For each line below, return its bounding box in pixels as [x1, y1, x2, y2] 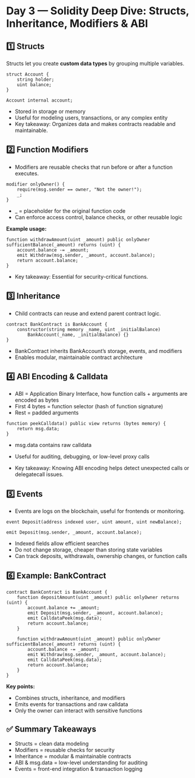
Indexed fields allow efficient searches [14, 540, 109, 547]
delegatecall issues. [14, 471, 64, 478]
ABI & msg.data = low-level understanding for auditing [14, 759, 148, 766]
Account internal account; [6, 97, 73, 103]
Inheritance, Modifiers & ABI [6, 17, 149, 30]
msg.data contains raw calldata [14, 442, 92, 449]
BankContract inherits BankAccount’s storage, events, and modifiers [14, 347, 183, 354]
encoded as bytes [14, 396, 59, 404]
